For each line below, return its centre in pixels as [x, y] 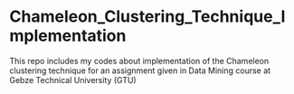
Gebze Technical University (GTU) [73, 80]
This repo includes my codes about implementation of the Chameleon [139, 61]
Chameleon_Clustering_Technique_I [147, 17]
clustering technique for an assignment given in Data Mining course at [140, 70]
